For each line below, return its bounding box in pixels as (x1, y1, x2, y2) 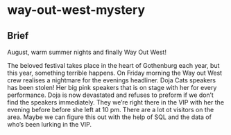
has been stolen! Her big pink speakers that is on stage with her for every (7, 84, 217, 91)
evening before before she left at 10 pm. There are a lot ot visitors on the (7, 106, 214, 114)
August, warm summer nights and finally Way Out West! (7, 48, 166, 56)
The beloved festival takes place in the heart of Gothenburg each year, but (7, 62, 220, 69)
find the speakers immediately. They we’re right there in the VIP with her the (7, 98, 224, 106)
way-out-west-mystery (7, 2, 146, 18)
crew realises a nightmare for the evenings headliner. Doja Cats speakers (7, 76, 216, 84)
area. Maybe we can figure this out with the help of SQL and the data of (7, 113, 212, 121)
